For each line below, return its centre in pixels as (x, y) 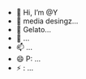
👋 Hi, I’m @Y (37, 12)
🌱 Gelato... (33, 29)
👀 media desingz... (47, 21)
